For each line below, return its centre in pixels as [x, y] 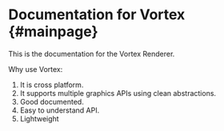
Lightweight [39, 118]
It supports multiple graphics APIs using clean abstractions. [118, 93]
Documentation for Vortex [97, 15]
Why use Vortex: [36, 69]
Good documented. [52, 101]
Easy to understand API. [60, 110]
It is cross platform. [52, 85]
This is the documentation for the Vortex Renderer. [92, 54]
